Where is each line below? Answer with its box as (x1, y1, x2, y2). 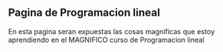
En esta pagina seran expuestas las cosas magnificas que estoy (8, 26, 215, 36)
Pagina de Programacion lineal (8, 6, 161, 19)
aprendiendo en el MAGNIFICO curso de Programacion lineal (8, 35, 205, 44)
